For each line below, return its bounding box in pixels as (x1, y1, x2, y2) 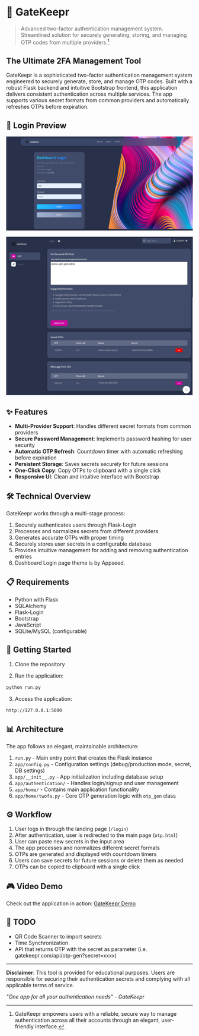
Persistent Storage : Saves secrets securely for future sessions (14, 461, 169, 468)
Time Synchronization (14, 939, 69, 946)
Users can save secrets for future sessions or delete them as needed (14, 857, 184, 864)
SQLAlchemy (14, 602, 47, 609)
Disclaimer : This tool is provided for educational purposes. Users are (6, 969, 175, 976)
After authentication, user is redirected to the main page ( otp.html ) (14, 832, 178, 839)
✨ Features (6, 407, 48, 417)
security (14, 442, 36, 449)
